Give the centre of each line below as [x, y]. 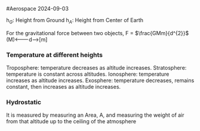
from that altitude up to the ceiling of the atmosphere [71, 121]
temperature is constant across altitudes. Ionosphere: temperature [88, 74]
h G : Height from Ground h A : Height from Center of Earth [75, 21]
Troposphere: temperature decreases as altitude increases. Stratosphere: [96, 68]
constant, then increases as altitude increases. [64, 87]
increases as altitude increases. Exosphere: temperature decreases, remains [100, 80]
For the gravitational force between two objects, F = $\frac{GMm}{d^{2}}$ [98, 33]
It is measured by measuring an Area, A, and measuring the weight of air [95, 115]
